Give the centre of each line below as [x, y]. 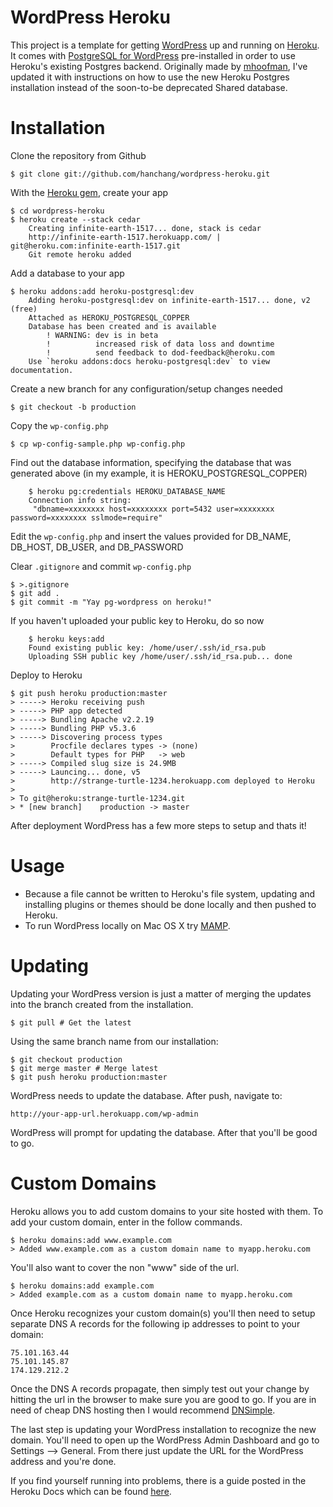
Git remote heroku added [80, 254]
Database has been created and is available [122, 326]
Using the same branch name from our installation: [114, 1041]
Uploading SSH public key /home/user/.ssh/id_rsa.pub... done [160, 656]
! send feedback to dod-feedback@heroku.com [160, 352]
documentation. [42, 370]
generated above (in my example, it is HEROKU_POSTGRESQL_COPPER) [159, 473]
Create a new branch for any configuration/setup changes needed [146, 388]
